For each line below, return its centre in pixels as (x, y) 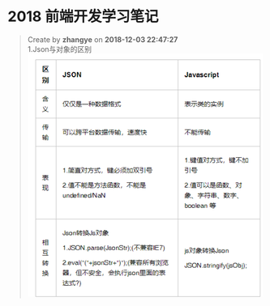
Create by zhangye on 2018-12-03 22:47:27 (103, 39)
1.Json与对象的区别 (60, 49)
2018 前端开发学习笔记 (83, 17)
